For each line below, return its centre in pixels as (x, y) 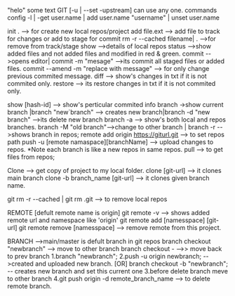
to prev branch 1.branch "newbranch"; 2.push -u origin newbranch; (105, 256)
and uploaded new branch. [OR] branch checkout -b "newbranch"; (132, 264)
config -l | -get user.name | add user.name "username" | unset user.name (113, 18)
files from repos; (31, 157)
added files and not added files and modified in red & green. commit (106, 53)
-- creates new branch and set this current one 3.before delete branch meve (117, 271)
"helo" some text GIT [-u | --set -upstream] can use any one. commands (112, 10)
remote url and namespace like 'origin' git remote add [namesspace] (106, 220)
